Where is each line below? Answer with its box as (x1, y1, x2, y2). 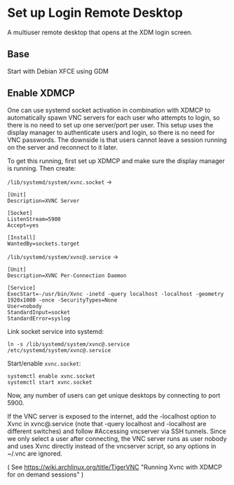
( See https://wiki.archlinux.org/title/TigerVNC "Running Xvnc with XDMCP (7, 463, 223, 471)
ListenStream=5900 (7, 216, 61, 223)
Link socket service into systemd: (7, 327, 104, 335)
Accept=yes (7, 222, 39, 229)
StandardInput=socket (7, 309, 71, 316)
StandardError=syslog (7, 315, 71, 322)
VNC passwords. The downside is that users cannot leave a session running (7, 135, 227, 144)
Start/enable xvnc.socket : (7, 359, 81, 367)
